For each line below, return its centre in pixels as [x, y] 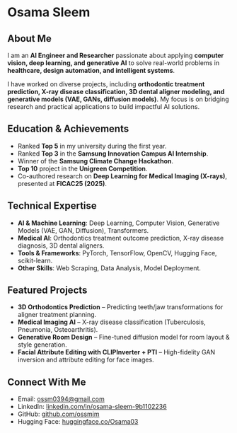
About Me [29, 39]
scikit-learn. [35, 260]
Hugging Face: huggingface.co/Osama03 [78, 422]
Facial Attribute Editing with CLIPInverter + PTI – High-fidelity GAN [116, 352]
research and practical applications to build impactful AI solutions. [104, 106]
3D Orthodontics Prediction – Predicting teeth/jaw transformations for [120, 307]
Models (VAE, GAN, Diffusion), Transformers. [83, 230]
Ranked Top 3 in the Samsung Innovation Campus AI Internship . [113, 154]
